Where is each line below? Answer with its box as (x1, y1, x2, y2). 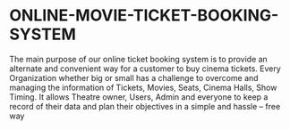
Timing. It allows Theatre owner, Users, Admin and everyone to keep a (9, 91, 269, 102)
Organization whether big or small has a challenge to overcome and (9, 72, 259, 83)
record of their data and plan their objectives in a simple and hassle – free (9, 101, 281, 111)
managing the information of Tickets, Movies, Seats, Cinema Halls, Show (9, 82, 277, 93)
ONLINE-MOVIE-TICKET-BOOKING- (9, 5, 279, 26)
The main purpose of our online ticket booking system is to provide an (9, 53, 269, 64)
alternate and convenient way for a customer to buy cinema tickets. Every (9, 63, 282, 74)
